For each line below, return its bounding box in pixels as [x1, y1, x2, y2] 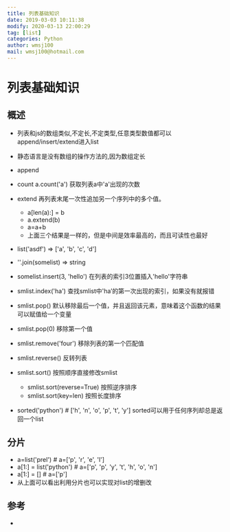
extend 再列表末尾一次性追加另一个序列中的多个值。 [16, 194, 165, 203]
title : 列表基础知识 [7, 10, 60, 17]
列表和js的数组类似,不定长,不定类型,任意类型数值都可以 [16, 128, 172, 137]
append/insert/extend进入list [16, 137, 100, 146]
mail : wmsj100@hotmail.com [7, 49, 84, 56]
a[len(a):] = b [27, 208, 65, 216]
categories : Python [7, 36, 63, 43]
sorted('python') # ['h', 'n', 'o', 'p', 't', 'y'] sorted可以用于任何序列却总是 [16, 406, 217, 414]
